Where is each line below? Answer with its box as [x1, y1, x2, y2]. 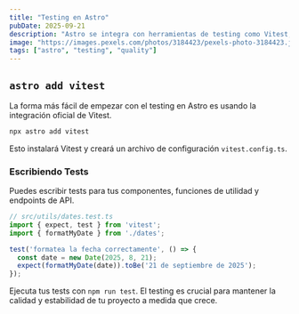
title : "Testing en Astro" [9, 12, 109, 22]
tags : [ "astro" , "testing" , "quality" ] [9, 46, 158, 55]
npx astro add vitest [9, 126, 90, 136]
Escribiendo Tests [9, 165, 89, 178]
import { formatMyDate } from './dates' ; [9, 229, 166, 238]
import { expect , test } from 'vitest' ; [9, 220, 162, 229]
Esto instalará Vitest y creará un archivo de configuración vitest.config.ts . [9, 143, 287, 154]
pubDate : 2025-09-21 [9, 21, 86, 30]
